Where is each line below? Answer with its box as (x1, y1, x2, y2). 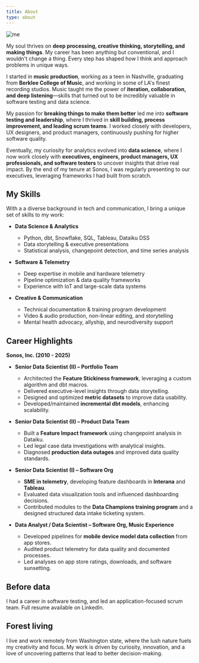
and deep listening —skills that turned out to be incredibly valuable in (6, 92, 175, 99)
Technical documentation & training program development (23, 306, 166, 313)
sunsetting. (23, 565, 52, 572)
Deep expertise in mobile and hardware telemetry (23, 270, 145, 277)
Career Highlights (6, 336, 73, 346)
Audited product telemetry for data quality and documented (23, 546, 170, 553)
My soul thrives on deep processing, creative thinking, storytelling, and (6, 42, 185, 49)
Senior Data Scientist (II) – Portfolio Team (14, 363, 118, 370)
